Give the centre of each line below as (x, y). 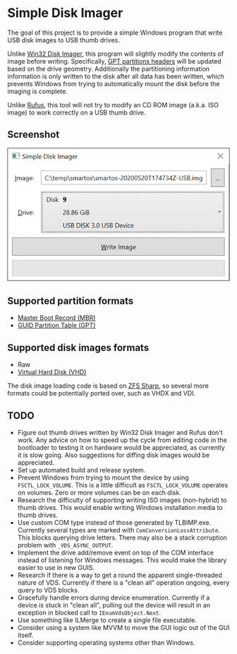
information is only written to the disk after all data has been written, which (116, 76)
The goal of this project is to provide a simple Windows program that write (115, 32)
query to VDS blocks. (48, 590)
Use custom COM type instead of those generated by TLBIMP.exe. (114, 522)
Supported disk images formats (78, 347)
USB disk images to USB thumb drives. (63, 40)
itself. (25, 635)
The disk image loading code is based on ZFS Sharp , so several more (108, 386)
